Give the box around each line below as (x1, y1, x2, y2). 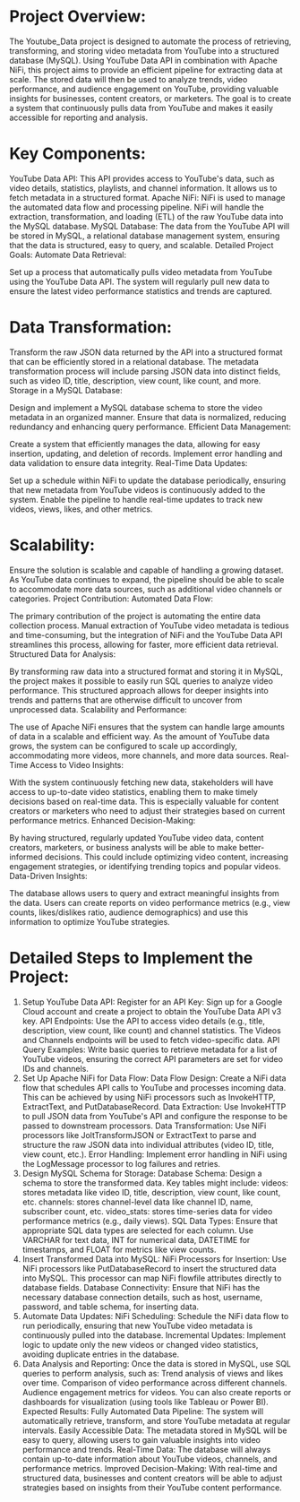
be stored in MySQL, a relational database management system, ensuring (9, 230, 280, 241)
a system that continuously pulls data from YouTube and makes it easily (9, 102, 273, 113)
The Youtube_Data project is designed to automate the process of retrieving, (9, 36, 292, 47)
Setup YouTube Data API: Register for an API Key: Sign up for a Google (21, 997, 283, 1007)
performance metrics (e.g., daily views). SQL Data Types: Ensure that (21, 1215, 279, 1226)
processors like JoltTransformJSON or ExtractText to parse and (21, 1129, 257, 1140)
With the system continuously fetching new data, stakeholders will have (9, 777, 274, 788)
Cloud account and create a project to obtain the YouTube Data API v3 (21, 1006, 282, 1016)
